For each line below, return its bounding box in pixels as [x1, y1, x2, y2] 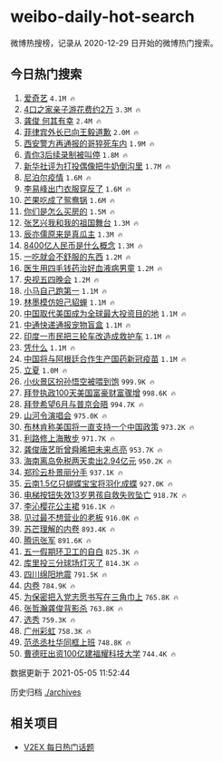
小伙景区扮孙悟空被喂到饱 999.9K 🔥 [23, 376, 155, 386]
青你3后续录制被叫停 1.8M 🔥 [23, 149, 128, 160]
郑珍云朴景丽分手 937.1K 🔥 [23, 466, 123, 477]
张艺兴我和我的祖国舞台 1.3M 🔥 [23, 217, 140, 228]
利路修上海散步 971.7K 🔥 [23, 433, 116, 444]
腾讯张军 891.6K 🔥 [23, 534, 92, 545]
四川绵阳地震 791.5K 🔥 [23, 569, 108, 580]
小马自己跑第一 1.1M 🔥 [23, 285, 108, 296]
